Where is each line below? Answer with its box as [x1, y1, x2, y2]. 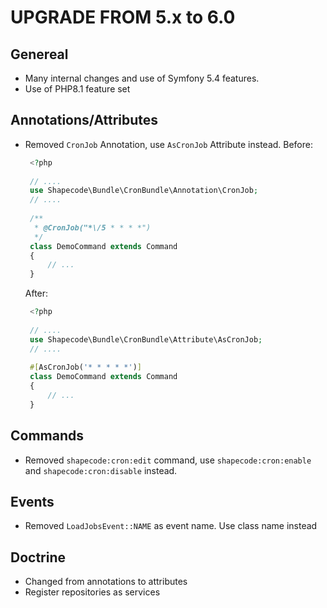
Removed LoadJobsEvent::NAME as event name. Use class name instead [24, 520, 318, 532]
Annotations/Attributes [10, 112, 159, 129]
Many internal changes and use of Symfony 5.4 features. [24, 72, 260, 84]
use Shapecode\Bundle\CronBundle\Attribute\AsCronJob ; [29, 334, 263, 345]
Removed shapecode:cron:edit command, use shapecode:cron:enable [24, 454, 312, 466]
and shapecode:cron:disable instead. [24, 464, 178, 476]
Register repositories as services [24, 586, 161, 598]
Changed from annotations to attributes [24, 576, 188, 588]
